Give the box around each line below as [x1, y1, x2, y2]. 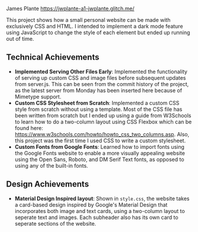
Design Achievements [6, 179, 89, 189]
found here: [14, 124, 43, 132]
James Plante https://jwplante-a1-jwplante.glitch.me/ [6, 5, 135, 12]
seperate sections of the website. [14, 220, 96, 227]
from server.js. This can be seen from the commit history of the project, [14, 80, 189, 87]
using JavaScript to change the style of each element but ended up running [6, 29, 190, 36]
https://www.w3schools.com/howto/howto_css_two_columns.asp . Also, [14, 130, 190, 138]
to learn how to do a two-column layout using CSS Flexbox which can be [14, 118, 192, 125]
